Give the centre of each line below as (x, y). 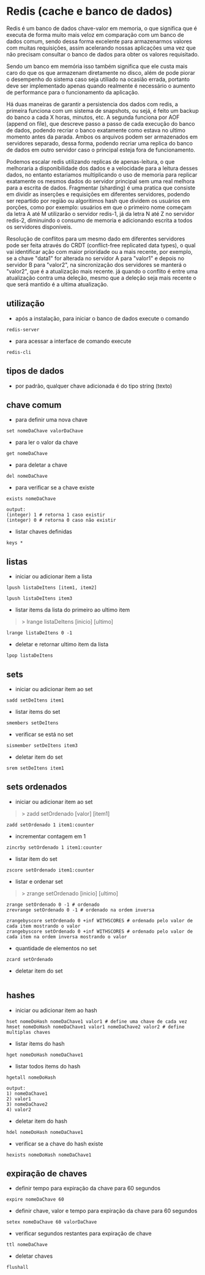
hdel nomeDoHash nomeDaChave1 (45, 1132)
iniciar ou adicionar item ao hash (56, 1010)
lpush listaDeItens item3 (39, 599)
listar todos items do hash (48, 1066)
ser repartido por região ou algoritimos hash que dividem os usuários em (98, 201)
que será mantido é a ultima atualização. (58, 284)
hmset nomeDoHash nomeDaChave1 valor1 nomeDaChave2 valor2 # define (95, 1027)
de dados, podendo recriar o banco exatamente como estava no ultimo (96, 130)
